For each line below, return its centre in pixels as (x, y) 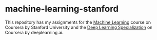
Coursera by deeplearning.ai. (34, 32)
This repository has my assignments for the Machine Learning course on (78, 22)
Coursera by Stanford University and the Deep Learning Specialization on (79, 27)
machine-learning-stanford (62, 9)
